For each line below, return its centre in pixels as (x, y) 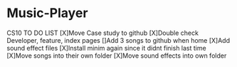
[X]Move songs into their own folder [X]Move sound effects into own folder (117, 56)
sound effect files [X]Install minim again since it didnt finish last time (107, 48)
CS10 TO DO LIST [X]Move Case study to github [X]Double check (102, 33)
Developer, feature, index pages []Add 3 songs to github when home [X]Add (118, 40)
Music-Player (47, 13)
